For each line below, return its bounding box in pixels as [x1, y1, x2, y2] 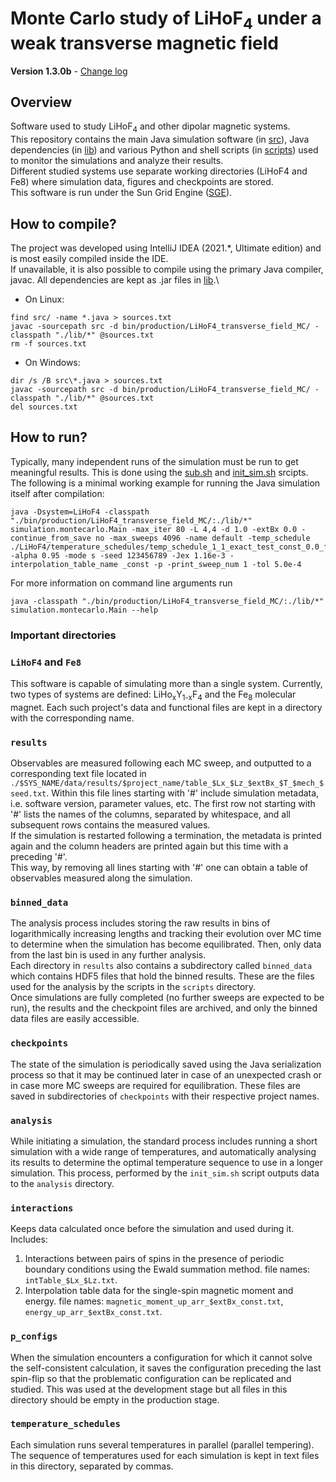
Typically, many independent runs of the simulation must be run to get [10, 455, 299, 467]
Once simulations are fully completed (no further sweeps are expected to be [10, 992, 325, 1004]
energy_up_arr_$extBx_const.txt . [24, 1306, 163, 1318]
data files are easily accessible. [10, 1013, 140, 1025]
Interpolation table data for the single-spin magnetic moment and [24, 1285, 294, 1297]
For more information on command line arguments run [10, 577, 233, 589]
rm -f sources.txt [10, 338, 87, 349]
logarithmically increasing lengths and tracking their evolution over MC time [10, 928, 322, 940]
